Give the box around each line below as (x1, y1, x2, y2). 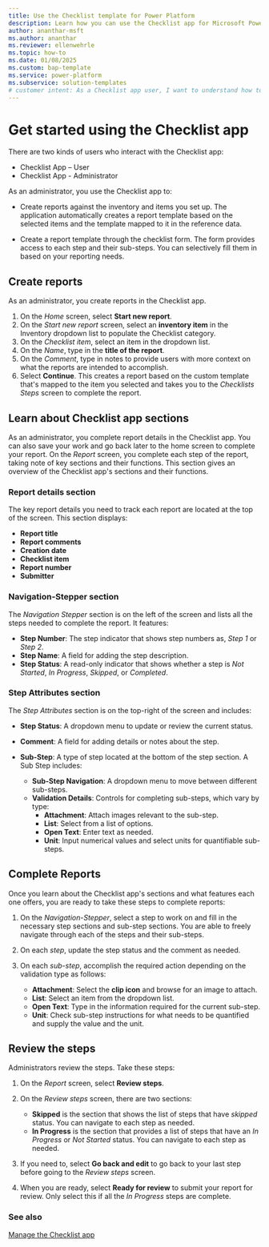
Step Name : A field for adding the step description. (19, 650, 189, 660)
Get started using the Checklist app (8, 121, 250, 138)
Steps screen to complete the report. (19, 388, 142, 398)
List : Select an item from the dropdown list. (31, 993, 175, 1003)
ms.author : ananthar (8, 34, 78, 42)
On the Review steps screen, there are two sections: (19, 1094, 192, 1104)
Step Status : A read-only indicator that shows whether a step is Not (19, 659, 244, 668)
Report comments (19, 537, 82, 547)
